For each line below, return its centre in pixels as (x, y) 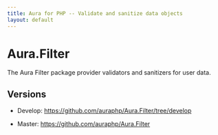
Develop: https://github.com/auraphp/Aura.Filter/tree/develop (104, 111)
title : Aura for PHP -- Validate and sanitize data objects (95, 13)
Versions (27, 94)
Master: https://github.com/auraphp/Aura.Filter (84, 124)
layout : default (30, 20)
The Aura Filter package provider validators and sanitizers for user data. (109, 73)
